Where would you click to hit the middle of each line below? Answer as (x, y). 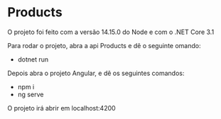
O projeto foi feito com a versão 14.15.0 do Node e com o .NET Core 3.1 (111, 32)
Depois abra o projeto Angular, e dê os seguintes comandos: (96, 73)
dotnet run (33, 59)
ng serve (31, 94)
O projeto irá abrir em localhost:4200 (61, 108)
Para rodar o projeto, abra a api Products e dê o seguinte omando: (104, 45)
